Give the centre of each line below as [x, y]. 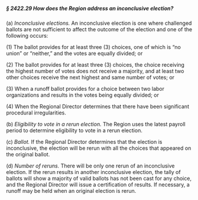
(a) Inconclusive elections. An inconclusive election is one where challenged [99, 23]
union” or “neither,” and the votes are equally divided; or [74, 53]
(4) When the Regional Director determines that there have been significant [98, 106]
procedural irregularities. [36, 113]
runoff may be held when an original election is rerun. [71, 191]
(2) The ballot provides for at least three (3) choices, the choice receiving [95, 64]
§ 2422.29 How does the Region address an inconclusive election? [90, 8]
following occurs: [27, 35]
